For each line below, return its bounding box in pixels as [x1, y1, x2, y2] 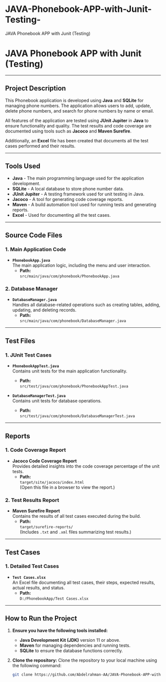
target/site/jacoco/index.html [19, 480, 84, 485]
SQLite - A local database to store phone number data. [12, 186, 124, 191]
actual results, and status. [12, 584, 65, 591]
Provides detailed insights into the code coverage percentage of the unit [12, 463, 160, 469]
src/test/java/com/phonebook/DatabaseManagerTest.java [19, 414, 135, 419]
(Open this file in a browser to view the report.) [19, 484, 115, 490]
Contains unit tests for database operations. [12, 398, 102, 404]
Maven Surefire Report [12, 508, 60, 514]
